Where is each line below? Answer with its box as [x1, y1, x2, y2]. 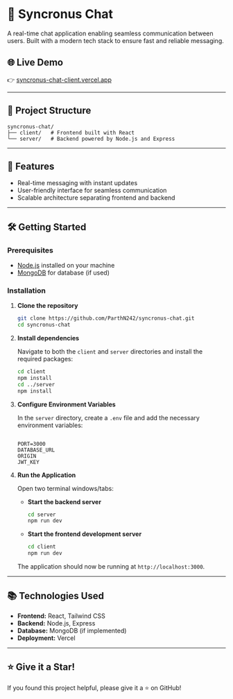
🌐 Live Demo [7, 57, 64, 69]
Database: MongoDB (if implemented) [17, 626, 127, 635]
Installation [7, 286, 46, 295]
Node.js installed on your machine [17, 261, 115, 270]
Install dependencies [17, 334, 80, 343]
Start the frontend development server [27, 530, 142, 538]
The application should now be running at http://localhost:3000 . [17, 562, 205, 571]
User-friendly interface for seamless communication [17, 187, 167, 195]
